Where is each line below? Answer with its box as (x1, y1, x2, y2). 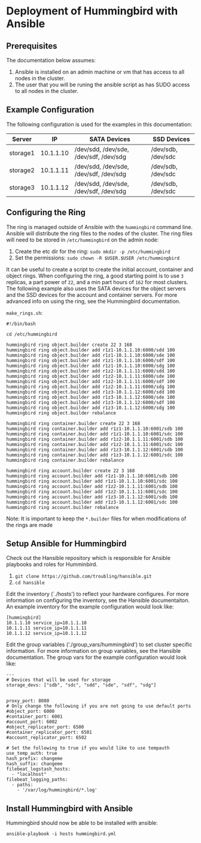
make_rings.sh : (6, 309, 43, 316)
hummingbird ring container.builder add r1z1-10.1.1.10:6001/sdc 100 (6, 430, 184, 437)
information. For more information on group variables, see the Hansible (6, 648, 181, 655)
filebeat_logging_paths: (6, 776, 68, 783)
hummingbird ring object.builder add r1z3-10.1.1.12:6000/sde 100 (6, 394, 175, 400)
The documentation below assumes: (6, 57, 96, 64)
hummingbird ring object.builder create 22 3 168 (6, 342, 133, 348)
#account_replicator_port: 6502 (6, 734, 87, 741)
